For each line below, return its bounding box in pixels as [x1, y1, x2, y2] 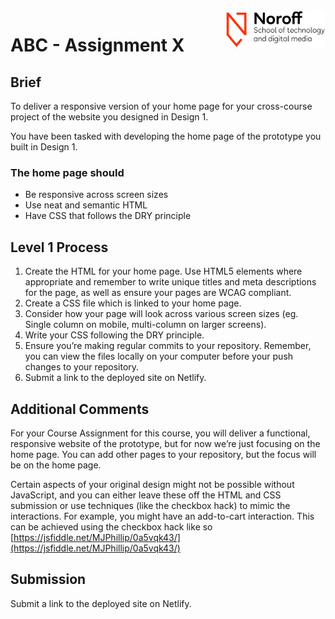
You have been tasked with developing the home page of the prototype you [10, 130, 322, 142]
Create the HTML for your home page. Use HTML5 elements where [24, 265, 303, 278]
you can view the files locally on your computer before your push [24, 350, 294, 363]
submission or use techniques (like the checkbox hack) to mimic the [10, 499, 291, 511]
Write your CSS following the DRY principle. [24, 329, 205, 341]
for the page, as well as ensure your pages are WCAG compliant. [24, 287, 292, 299]
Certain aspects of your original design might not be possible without [10, 478, 295, 490]
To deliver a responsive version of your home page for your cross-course [10, 100, 313, 112]
